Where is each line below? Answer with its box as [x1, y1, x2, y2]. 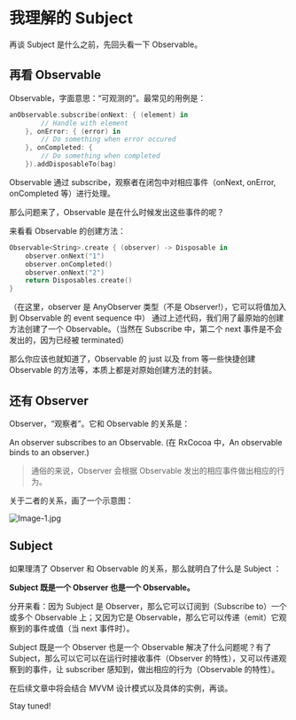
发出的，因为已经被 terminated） [9, 335, 129, 345]
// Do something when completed [41, 151, 161, 160]
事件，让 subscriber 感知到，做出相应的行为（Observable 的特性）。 [32, 663, 280, 674]
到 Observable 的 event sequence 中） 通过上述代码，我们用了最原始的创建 [9, 313, 284, 323]
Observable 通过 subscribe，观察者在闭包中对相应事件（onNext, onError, [9, 176, 277, 187]
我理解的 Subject [9, 8, 134, 28]
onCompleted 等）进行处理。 [9, 188, 115, 198]
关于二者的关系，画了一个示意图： [9, 495, 134, 506]
